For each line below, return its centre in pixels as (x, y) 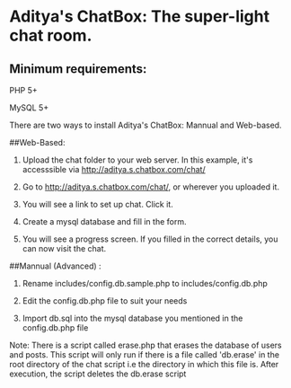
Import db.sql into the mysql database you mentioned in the (132, 318)
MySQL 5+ (29, 108)
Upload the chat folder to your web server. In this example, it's (137, 160)
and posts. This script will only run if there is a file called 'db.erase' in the (145, 355)
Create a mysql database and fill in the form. (104, 221)
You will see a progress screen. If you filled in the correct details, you (150, 239)
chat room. (51, 35)
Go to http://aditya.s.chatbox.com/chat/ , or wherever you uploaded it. (151, 187)
